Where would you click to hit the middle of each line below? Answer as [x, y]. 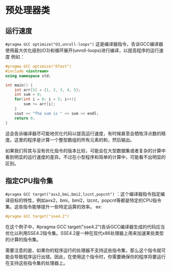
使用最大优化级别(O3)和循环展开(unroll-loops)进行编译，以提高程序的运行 [82, 50]
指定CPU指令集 [29, 181]
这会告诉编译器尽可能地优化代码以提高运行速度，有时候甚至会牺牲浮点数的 [83, 133]
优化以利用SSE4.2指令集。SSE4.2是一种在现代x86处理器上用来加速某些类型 [85, 233]
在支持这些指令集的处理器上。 [36, 263]
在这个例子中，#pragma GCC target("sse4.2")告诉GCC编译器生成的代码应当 [85, 227]
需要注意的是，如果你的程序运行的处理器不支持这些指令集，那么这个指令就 [83, 251]
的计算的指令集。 [23, 239]
